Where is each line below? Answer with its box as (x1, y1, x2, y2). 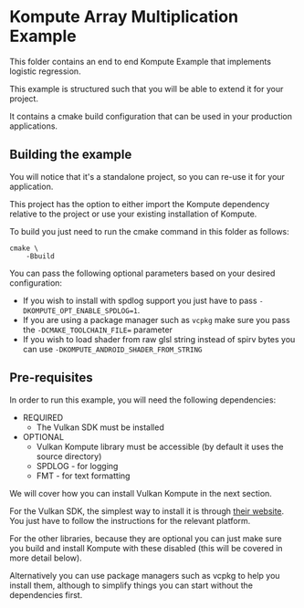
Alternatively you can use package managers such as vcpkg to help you (9, 570, 280, 581)
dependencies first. (9, 589, 83, 600)
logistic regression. (9, 66, 81, 77)
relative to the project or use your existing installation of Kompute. (9, 208, 257, 219)
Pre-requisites (9, 370, 93, 385)
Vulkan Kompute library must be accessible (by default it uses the (36, 441, 284, 452)
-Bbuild (26, 251, 55, 261)
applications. (9, 121, 58, 131)
